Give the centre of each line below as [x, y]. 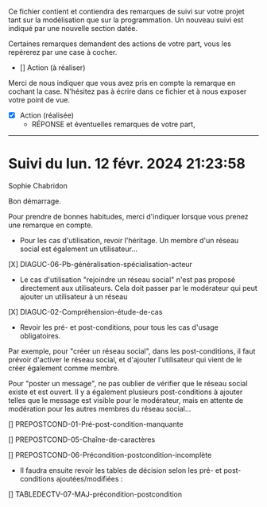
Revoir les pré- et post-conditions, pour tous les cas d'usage [119, 327]
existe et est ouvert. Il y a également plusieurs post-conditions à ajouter [126, 392]
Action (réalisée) [46, 115]
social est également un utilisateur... [78, 249]
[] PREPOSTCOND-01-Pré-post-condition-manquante [96, 424]
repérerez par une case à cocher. [63, 52]
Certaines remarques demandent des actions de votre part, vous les [120, 44]
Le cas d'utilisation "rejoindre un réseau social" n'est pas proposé [128, 280]
